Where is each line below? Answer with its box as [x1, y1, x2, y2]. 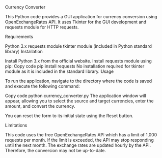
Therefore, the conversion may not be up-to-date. [5, 148, 107, 153]
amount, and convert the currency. [5, 103, 75, 109]
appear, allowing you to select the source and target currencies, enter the [5, 98, 154, 104]
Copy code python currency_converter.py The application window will [5, 93, 146, 98]
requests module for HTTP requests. [5, 24, 79, 30]
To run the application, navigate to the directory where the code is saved [5, 78, 152, 84]
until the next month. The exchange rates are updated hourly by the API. [5, 142, 151, 148]
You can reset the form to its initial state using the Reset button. [5, 113, 134, 119]
